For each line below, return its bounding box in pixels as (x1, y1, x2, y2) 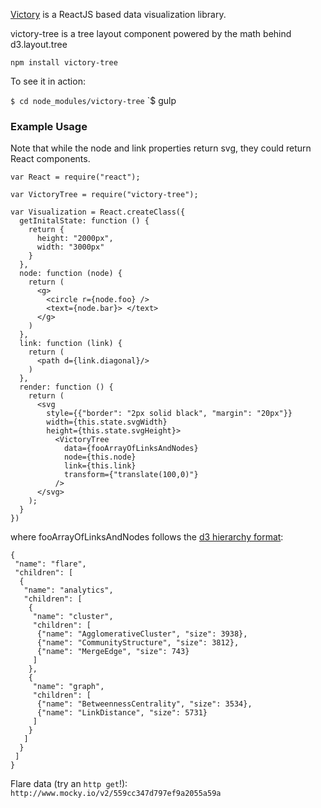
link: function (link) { (19, 339, 123, 349)
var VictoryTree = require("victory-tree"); (10, 190, 199, 200)
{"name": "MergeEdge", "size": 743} (36, 647, 190, 657)
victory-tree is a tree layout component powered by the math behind (10, 28, 292, 39)
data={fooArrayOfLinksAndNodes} (63, 444, 199, 454)
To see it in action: (10, 75, 86, 87)
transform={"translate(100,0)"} (63, 470, 199, 480)
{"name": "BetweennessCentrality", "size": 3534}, (36, 699, 253, 709)
